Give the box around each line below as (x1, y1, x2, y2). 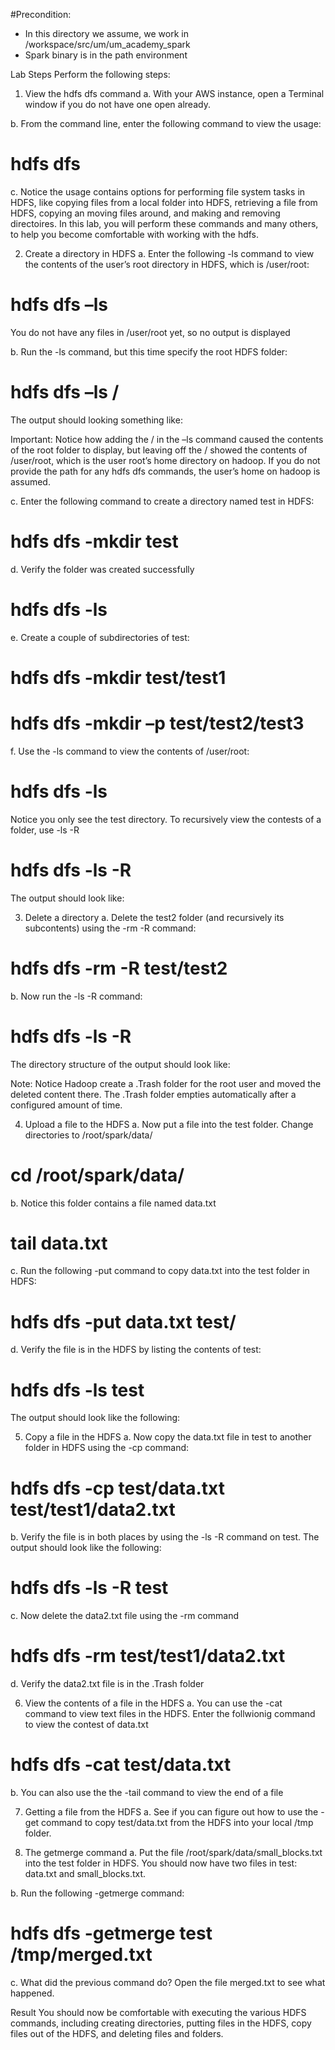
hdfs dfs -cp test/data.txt (10, 1477, 225, 1499)
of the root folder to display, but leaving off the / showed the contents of (10, 444, 308, 456)
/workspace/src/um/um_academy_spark (24, 39, 191, 50)
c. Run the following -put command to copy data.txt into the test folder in (10, 1265, 310, 1277)
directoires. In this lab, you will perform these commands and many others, (10, 217, 319, 229)
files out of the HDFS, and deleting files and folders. (10, 2028, 224, 2039)
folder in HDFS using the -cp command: (24, 1442, 190, 1454)
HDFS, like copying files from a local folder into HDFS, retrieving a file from (10, 196, 318, 208)
